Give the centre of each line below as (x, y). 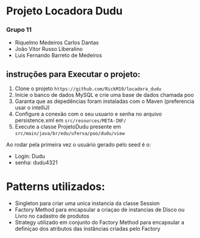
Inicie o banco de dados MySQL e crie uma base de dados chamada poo (104, 95)
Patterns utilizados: (56, 187)
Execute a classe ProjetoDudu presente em (68, 127)
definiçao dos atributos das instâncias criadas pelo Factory (87, 229)
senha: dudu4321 (36, 163)
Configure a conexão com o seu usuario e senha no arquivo (88, 114)
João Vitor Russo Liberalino (49, 49)
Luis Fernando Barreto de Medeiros (59, 56)
